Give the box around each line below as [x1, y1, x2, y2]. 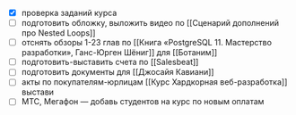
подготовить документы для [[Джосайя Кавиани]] [21, 67, 214, 78]
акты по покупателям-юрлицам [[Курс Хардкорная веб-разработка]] [21, 77, 288, 87]
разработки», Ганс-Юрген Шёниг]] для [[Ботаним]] [21, 47, 218, 58]
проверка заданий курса [21, 8, 118, 18]
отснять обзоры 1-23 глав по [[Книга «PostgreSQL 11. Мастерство [21, 37, 273, 48]
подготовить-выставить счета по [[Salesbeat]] [21, 57, 199, 68]
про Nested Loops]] [21, 28, 96, 38]
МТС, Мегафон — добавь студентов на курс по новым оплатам [21, 96, 265, 107]
